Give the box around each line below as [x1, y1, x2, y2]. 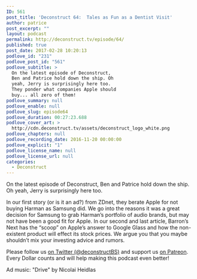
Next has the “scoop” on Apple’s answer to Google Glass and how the [6, 224, 178, 231]
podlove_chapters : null [6, 131, 66, 137]
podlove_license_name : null [6, 148, 77, 154]
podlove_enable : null [6, 103, 60, 109]
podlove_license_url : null [6, 153, 74, 159]
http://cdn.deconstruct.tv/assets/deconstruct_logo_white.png [11, 125, 170, 131]
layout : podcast [6, 31, 47, 37]
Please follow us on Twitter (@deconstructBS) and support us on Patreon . [6, 249, 189, 256]
